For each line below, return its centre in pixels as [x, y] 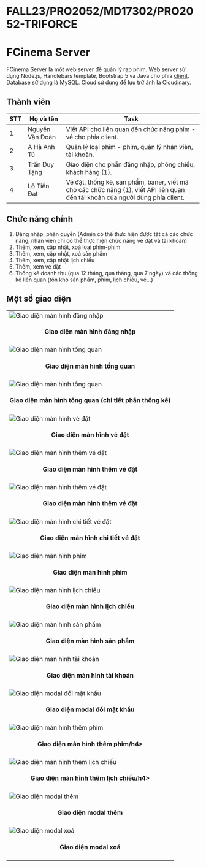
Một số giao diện [39, 299]
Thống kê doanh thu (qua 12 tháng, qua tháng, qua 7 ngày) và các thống [106, 273]
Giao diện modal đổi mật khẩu [90, 709]
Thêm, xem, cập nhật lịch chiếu [55, 260]
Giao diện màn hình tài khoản [90, 675]
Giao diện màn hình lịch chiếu [90, 606]
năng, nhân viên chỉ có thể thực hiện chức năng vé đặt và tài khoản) [101, 240]
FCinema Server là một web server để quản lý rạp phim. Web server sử [96, 69]
